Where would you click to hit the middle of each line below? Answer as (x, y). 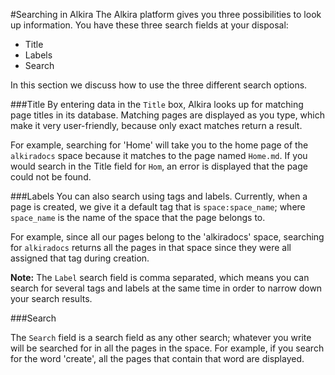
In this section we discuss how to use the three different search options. (159, 85)
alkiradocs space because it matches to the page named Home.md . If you (159, 155)
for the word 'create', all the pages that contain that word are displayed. (157, 358)
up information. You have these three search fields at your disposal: (149, 25)
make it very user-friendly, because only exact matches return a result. (156, 125)
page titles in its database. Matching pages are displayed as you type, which (168, 115)
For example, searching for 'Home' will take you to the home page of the (159, 145)
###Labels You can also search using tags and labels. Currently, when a (159, 196)
